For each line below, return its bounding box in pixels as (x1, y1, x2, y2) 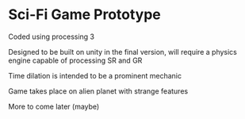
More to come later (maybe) (8, 102, 100, 111)
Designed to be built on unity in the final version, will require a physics (8, 47, 238, 56)
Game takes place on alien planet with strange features (8, 86, 189, 96)
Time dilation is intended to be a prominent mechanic (8, 71, 182, 80)
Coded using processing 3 (8, 32, 95, 41)
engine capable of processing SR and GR (8, 56, 143, 65)
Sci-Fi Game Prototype (8, 6, 161, 24)
